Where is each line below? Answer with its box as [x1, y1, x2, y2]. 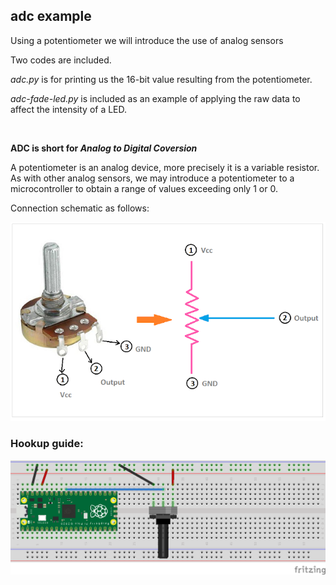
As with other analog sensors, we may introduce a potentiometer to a [10, 172, 295, 184]
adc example [10, 8, 92, 25]
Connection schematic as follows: [10, 202, 150, 214]
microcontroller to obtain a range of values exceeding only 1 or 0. [10, 182, 278, 194]
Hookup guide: [10, 437, 84, 451]
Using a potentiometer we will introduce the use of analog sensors [10, 34, 284, 46]
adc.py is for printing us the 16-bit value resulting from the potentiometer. [10, 73, 313, 85]
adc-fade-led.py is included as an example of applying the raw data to [10, 92, 301, 104]
